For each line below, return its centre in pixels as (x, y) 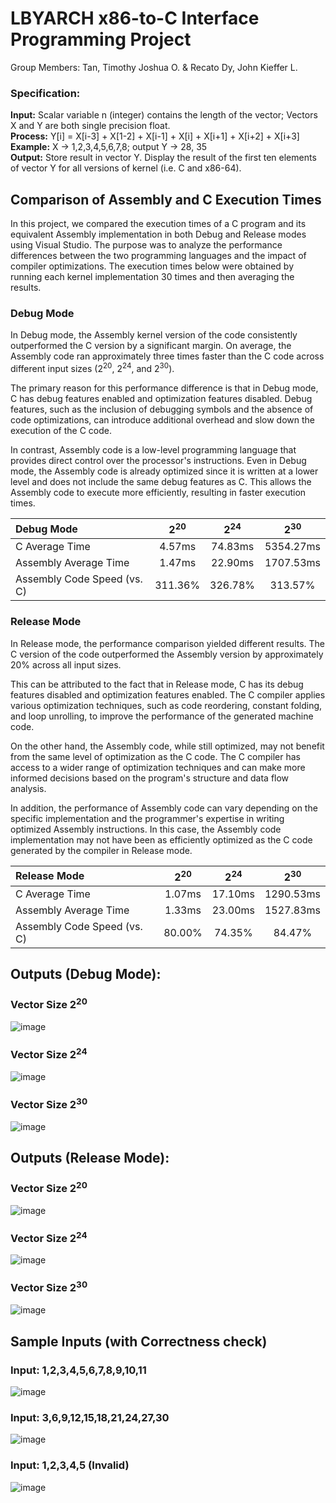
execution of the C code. (61, 430)
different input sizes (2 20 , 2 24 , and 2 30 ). (92, 367)
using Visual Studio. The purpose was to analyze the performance (146, 245)
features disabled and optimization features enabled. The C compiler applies (168, 694)
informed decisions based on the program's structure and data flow (150, 778)
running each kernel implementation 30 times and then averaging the (152, 277)
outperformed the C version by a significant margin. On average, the (151, 346)
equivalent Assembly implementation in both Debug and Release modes (158, 234)
